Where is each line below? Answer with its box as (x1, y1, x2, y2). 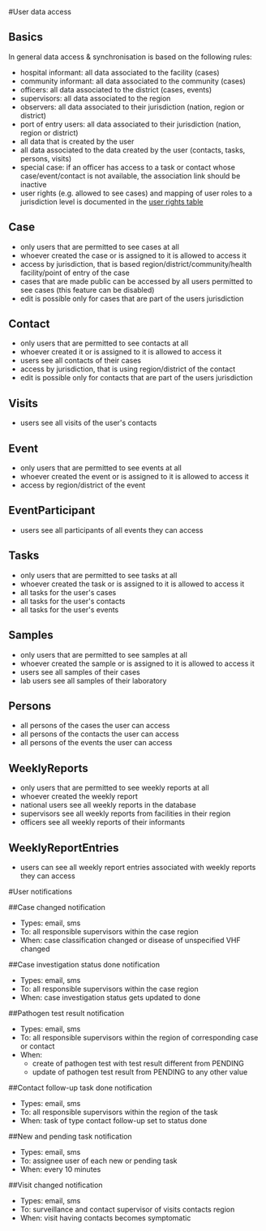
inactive (19, 179, 47, 189)
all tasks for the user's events (19, 604, 119, 615)
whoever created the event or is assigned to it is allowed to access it (19, 472, 249, 482)
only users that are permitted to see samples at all (19, 650, 188, 659)
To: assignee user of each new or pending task (19, 1156, 178, 1165)
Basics (8, 30, 43, 44)
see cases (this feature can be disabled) (19, 285, 155, 294)
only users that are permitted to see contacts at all (19, 338, 189, 348)
